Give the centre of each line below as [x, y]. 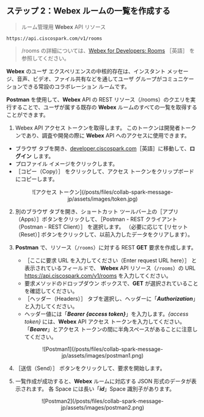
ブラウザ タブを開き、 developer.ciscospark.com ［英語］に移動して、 [102, 148]
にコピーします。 [36, 179]
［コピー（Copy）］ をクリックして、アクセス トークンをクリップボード [104, 171]
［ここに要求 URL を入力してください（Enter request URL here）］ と [111, 260]
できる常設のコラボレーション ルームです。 [76, 86]
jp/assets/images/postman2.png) [103, 407]
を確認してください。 [51, 291]
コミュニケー [178, 79]
